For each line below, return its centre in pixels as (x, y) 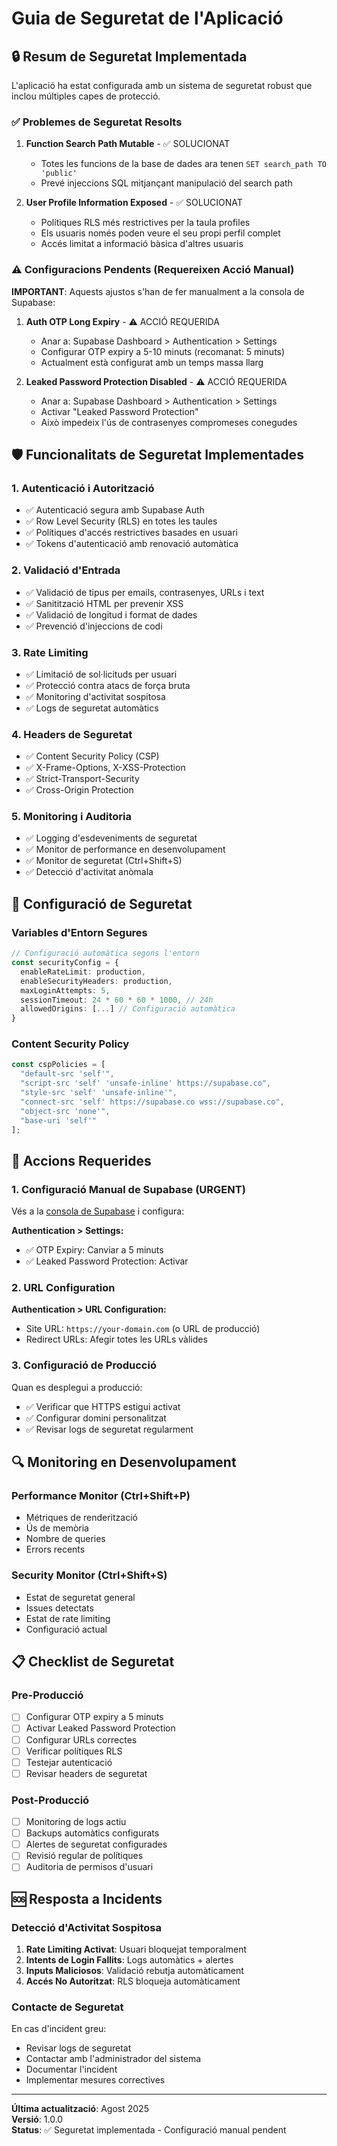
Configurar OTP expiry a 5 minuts (94, 1717)
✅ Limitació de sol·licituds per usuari (101, 674)
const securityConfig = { (65, 963)
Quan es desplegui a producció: (77, 1387)
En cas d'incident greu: (59, 2029)
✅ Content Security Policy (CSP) (92, 756)
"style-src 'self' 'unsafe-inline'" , (99, 1093)
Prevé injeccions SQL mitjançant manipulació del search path (166, 183)
